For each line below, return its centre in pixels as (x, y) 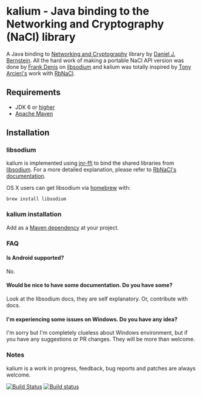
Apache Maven (34, 113)
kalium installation (34, 214)
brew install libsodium (36, 199)
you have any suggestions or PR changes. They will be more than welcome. (101, 339)
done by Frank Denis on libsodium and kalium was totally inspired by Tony (99, 67)
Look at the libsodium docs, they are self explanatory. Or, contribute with (97, 299)
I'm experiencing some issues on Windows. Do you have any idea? (92, 319)
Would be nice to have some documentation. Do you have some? (89, 285)
